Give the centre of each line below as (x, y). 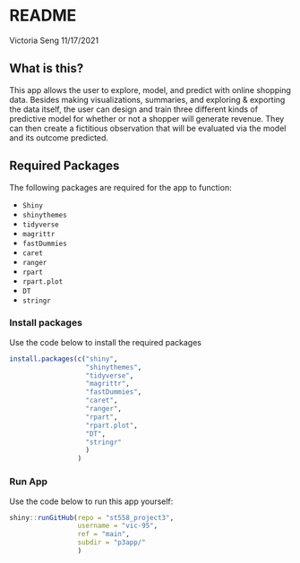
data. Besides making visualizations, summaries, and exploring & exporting (147, 99)
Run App (28, 482)
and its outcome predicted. (59, 137)
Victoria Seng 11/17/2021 (54, 40)
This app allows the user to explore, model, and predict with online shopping (150, 90)
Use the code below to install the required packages (106, 342)
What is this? (47, 68)
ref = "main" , (103, 534)
